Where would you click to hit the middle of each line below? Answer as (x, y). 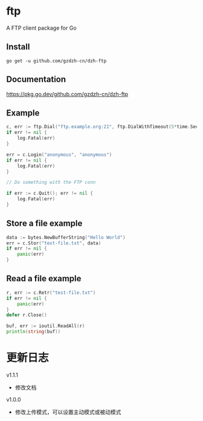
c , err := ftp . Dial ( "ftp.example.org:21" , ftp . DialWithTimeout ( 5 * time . (98, 127)
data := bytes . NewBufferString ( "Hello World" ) (66, 237)
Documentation (36, 80)
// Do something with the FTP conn (51, 183)
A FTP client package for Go (41, 28)
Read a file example (44, 279)
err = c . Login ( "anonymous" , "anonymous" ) (59, 155)
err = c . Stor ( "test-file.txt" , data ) (54, 243)
